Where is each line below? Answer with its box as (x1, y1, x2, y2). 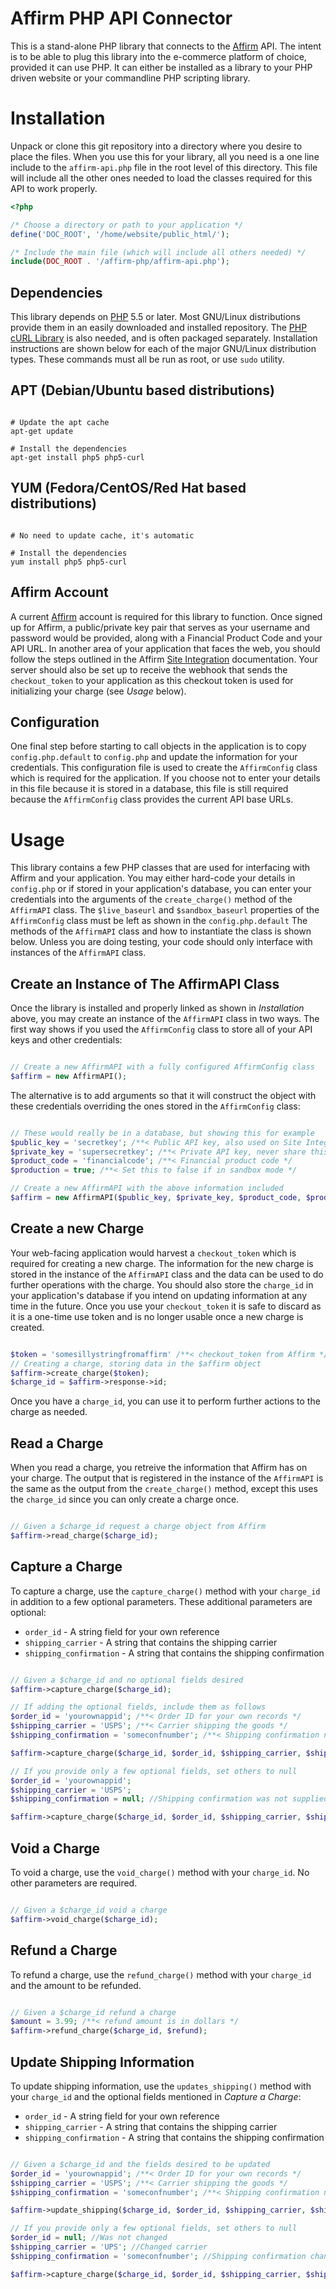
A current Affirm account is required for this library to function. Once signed (10, 610, 323, 622)
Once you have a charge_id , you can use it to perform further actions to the (10, 1395, 321, 1407)
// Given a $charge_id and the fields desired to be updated (10, 2159, 271, 2169)
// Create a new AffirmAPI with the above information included (10, 1183, 284, 1194)
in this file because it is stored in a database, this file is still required (10, 783, 289, 795)
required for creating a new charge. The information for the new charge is (10, 1257, 314, 1269)
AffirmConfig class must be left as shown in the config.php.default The (10, 915, 308, 927)
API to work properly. (10, 182, 98, 194)
